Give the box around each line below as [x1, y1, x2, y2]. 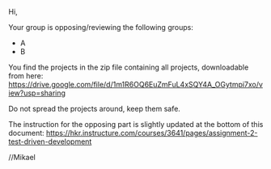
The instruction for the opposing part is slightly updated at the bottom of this [8, 120, 264, 129]
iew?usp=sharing [8, 88, 66, 98]
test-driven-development [8, 137, 92, 146]
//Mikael [8, 153, 36, 162]
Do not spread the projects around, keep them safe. [8, 104, 180, 113]
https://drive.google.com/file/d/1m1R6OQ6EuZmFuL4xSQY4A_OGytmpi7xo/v [8, 80, 263, 89]
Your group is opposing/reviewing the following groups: [8, 23, 194, 32]
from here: [8, 71, 44, 80]
